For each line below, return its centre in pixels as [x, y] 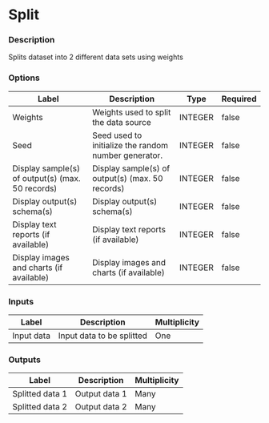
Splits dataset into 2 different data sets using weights [96, 57]
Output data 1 [101, 394]
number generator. [127, 155]
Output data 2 [101, 407]
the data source [122, 122]
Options [24, 78]
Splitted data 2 [40, 407]
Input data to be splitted [103, 336]
